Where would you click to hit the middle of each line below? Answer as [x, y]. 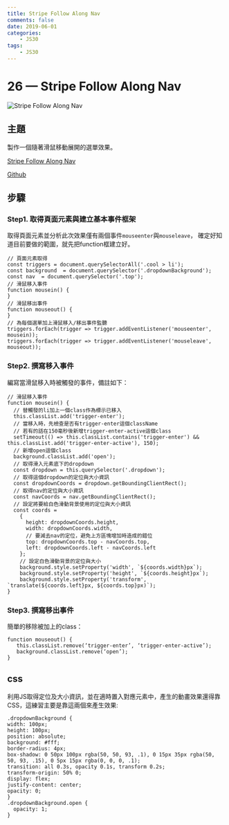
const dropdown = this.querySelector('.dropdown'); [90, 470]
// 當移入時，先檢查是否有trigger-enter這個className [85, 424]
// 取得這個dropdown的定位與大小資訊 [61, 477]
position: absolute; [37, 736]
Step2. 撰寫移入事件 [40, 366]
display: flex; [29, 779]
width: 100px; [28, 724]
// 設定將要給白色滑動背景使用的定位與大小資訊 [72, 504]
